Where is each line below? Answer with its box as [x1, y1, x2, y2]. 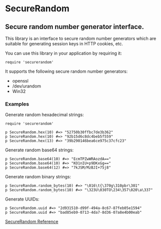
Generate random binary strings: [5, 174, 71, 180]
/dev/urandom [12, 83, 41, 89]
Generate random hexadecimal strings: [5, 112, 84, 118]
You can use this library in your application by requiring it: [5, 50, 122, 56]
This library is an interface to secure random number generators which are [5, 35, 157, 41]
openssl [12, 78, 29, 84]
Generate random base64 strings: [5, 147, 74, 153]
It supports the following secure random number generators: [5, 68, 128, 74]
